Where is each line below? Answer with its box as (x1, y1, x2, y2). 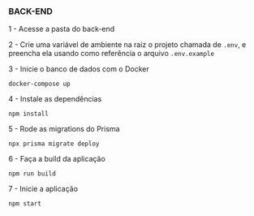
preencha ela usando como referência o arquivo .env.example (8, 49, 215, 58)
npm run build (8, 170, 57, 178)
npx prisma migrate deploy (8, 140, 100, 148)
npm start (8, 200, 42, 208)
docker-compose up (8, 80, 71, 89)
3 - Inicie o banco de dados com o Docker (8, 64, 149, 74)
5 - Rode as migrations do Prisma (8, 124, 120, 134)
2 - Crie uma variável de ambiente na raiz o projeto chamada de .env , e (8, 40, 247, 50)
